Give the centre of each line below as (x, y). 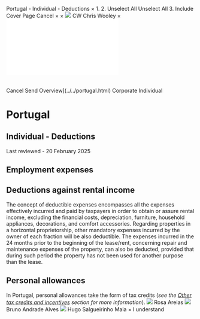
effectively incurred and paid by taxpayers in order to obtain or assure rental (100, 211)
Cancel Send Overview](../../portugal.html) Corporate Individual (84, 90)
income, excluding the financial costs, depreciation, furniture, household (96, 217)
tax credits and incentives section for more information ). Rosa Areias (95, 302)
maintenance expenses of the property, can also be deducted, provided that (100, 249)
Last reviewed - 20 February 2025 (49, 151)
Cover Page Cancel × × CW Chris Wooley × (63, 16)
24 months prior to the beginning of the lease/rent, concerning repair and (97, 242)
